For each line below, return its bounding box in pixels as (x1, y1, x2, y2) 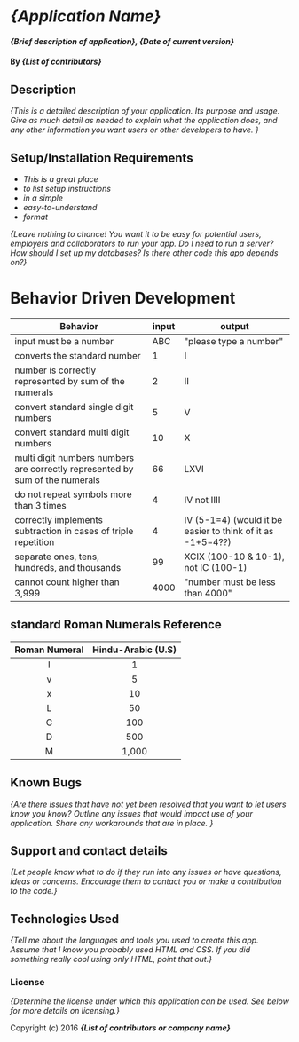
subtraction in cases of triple (14, 525, 134, 537)
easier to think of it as (184, 525, 274, 537)
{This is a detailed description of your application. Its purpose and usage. (10, 106, 280, 116)
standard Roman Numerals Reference (10, 617, 222, 632)
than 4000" (184, 587, 233, 599)
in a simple (22, 193, 64, 203)
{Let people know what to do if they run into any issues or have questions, (10, 867, 282, 878)
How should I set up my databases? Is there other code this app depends (10, 248, 279, 258)
